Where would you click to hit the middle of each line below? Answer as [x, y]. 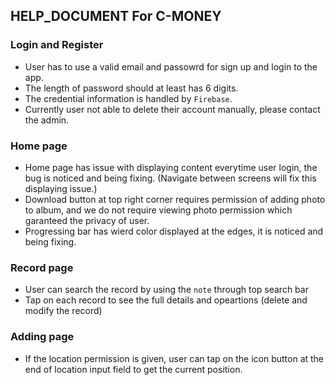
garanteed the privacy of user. [87, 220]
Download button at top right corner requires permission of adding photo [175, 199]
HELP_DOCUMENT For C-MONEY [116, 16]
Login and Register [57, 45]
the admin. [47, 120]
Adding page [42, 337]
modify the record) [63, 311]
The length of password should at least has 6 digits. [131, 88]
